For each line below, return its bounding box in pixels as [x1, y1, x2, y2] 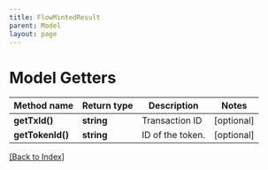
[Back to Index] [9, 151, 65, 162]
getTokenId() [13, 129, 69, 142]
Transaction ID [141, 114, 203, 127]
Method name [13, 99, 73, 112]
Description [148, 99, 199, 112]
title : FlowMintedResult [9, 12, 101, 22]
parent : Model [9, 21, 62, 30]
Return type [81, 99, 134, 112]
